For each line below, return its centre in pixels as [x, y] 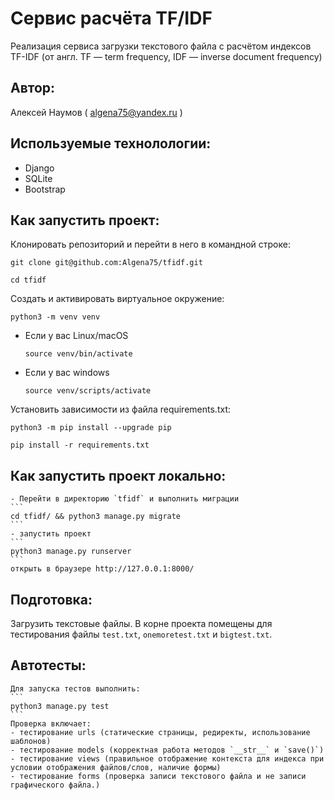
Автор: [33, 88]
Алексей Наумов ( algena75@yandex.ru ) [96, 112]
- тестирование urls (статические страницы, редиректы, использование [160, 732]
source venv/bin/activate [78, 354]
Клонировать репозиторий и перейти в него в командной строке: [150, 244]
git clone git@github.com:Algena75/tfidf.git [106, 263]
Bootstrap [45, 189]
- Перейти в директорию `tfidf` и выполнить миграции [125, 499]
